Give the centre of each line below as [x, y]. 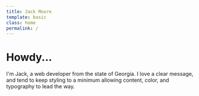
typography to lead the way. [41, 87]
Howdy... [29, 57]
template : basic [26, 17]
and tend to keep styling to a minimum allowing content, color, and [88, 80]
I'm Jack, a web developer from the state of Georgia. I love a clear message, [100, 74]
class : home [21, 23]
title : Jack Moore [29, 12]
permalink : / [22, 28]
